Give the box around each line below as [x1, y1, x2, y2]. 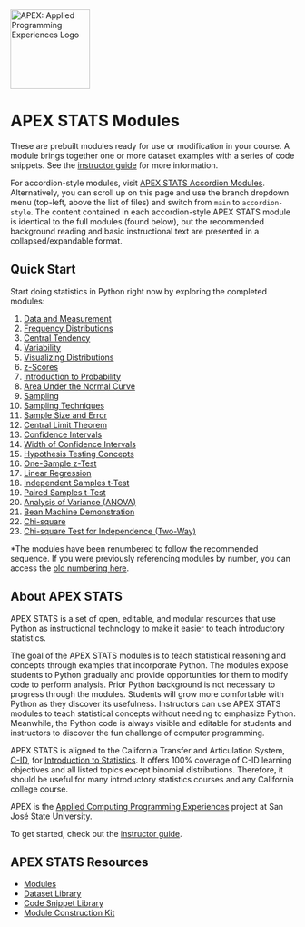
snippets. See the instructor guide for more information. [10, 159, 219, 171]
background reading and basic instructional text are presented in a [10, 225, 260, 236]
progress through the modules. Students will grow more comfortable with [10, 688, 284, 699]
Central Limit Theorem [23, 419, 108, 430]
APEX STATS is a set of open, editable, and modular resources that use [10, 613, 276, 623]
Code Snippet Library [23, 898, 103, 909]
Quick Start [10, 262, 76, 277]
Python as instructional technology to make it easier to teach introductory [10, 623, 285, 633]
